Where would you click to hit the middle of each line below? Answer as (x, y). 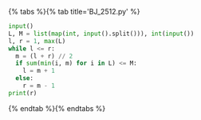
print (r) (23, 93)
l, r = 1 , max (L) (37, 41)
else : (25, 78)
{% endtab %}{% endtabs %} (57, 108)
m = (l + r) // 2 (44, 56)
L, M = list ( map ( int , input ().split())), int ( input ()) (101, 34)
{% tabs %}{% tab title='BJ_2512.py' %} (74, 12)
